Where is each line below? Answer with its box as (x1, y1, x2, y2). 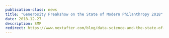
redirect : (5, 26, 26, 31)
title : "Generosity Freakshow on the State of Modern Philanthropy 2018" (5, 12, 163, 17)
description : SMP (5, 21, 42, 26)
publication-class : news (5, 7, 57, 12)
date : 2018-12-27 (5, 16, 42, 21)
